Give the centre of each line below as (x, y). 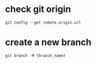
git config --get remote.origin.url (43, 22)
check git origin (38, 9)
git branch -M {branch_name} (35, 55)
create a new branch (48, 42)
